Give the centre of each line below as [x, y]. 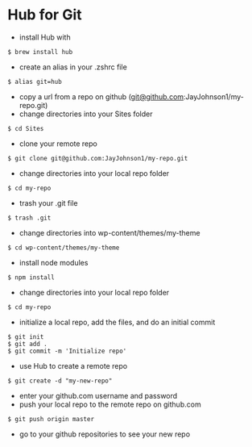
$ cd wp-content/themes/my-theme [64, 248]
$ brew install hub [40, 52]
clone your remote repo [58, 144]
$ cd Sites [26, 128]
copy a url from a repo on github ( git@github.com [101, 96]
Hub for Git [45, 15]
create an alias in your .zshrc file [73, 67]
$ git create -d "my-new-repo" [60, 381]
